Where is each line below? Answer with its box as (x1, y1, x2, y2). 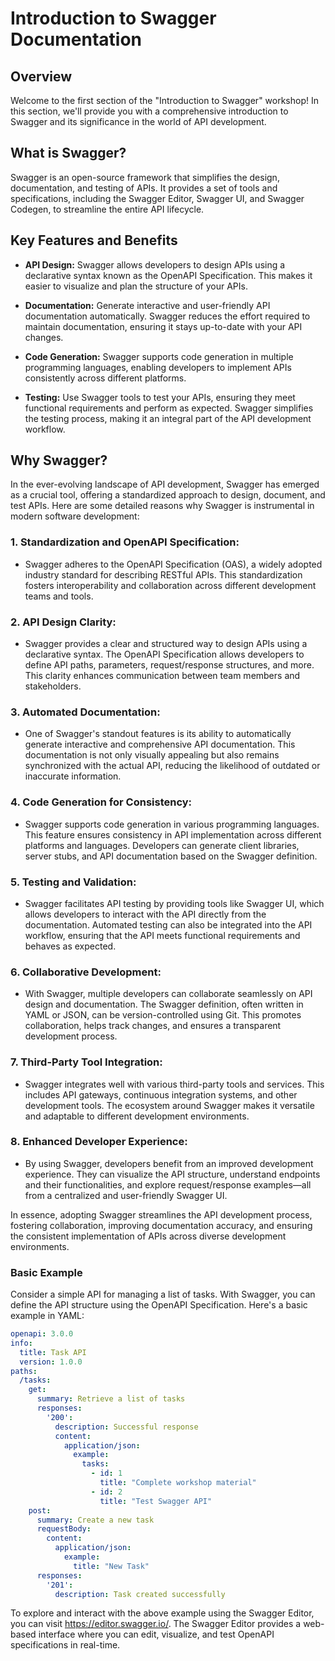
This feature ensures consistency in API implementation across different (24, 828, 322, 841)
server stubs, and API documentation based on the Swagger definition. (24, 850, 318, 862)
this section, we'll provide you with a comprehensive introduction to (10, 105, 289, 117)
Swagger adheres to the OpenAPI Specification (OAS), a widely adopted (24, 558, 323, 570)
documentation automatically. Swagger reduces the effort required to (24, 310, 311, 322)
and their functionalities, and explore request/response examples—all (24, 1178, 312, 1191)
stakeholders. (24, 680, 82, 692)
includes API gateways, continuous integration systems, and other (24, 1088, 298, 1101)
